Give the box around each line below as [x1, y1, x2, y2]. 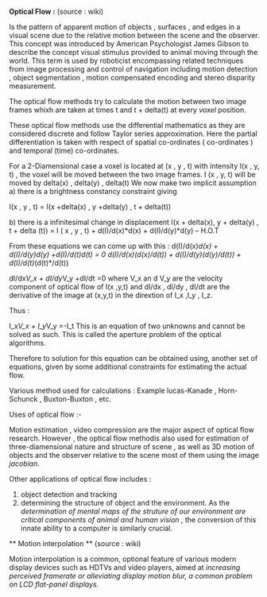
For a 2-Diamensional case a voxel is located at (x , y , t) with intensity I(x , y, [9, 161, 260, 170]
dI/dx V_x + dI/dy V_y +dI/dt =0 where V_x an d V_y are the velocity [9, 273, 223, 283]
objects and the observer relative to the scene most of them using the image [9, 451, 260, 459]
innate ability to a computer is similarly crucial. [20, 524, 173, 533]
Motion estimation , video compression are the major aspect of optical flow [9, 425, 254, 434]
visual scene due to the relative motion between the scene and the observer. [9, 31, 260, 40]
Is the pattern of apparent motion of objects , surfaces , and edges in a [9, 22, 241, 31]
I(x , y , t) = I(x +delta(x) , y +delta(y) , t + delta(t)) [9, 202, 172, 211]
